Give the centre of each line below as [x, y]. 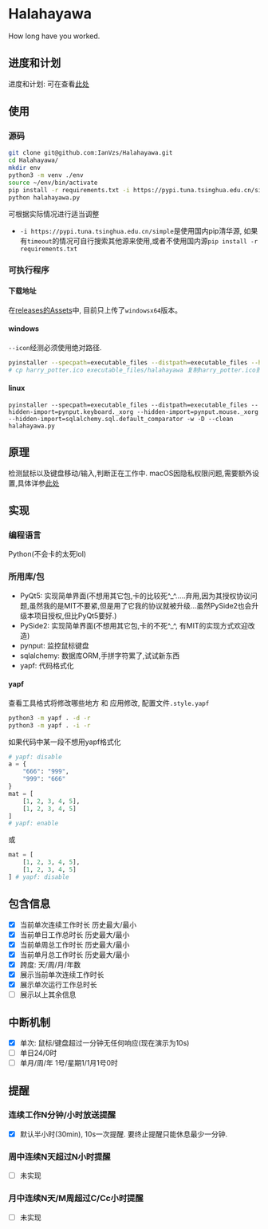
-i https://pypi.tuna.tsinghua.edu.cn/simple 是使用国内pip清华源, [131, 230]
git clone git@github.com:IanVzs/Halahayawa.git [91, 153]
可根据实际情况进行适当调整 [54, 214]
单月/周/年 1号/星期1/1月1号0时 [69, 1063]
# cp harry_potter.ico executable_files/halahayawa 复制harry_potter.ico [132, 370]
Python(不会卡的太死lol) [47, 554]
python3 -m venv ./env [46, 175]
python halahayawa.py [44, 197]
